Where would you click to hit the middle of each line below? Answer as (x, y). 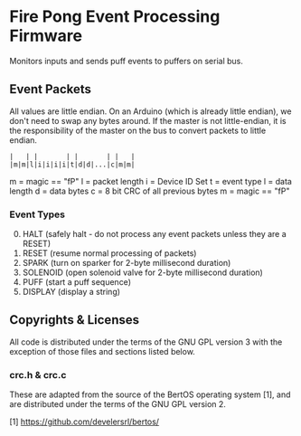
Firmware (46, 36)
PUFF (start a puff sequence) (76, 282)
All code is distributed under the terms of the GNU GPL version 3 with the (146, 342)
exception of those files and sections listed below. (103, 351)
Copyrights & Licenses (75, 320)
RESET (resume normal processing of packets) (109, 253)
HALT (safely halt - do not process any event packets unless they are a (154, 234)
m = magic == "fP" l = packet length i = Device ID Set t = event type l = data (150, 181)
